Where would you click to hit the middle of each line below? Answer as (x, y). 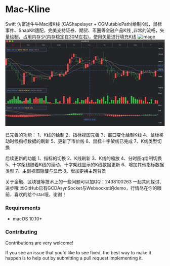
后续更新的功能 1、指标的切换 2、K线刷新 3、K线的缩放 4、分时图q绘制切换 (84, 158)
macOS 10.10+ (27, 218)
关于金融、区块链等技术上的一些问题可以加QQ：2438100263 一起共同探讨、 (85, 181)
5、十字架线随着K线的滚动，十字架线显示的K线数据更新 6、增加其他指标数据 (85, 164)
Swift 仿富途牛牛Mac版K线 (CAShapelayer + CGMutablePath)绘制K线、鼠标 (84, 24)
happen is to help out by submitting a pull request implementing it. (74, 258)
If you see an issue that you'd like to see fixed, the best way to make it (78, 253)
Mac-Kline (28, 9)
